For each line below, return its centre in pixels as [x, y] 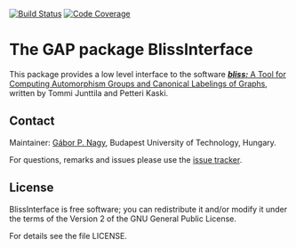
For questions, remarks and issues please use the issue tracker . [126, 159]
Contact [32, 121]
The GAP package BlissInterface [131, 50]
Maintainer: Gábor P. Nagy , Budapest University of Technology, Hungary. [143, 142]
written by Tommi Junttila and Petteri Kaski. [89, 92]
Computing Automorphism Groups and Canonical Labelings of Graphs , [139, 84]
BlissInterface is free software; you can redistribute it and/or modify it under [148, 209]
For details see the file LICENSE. [68, 236]
